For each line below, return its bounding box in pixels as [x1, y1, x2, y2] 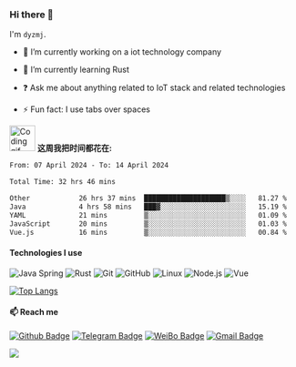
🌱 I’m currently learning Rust [22, 64, 130, 76]
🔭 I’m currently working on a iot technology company [22, 46, 221, 57]
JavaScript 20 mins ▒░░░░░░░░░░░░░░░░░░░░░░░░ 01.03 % [9, 219, 287, 229]
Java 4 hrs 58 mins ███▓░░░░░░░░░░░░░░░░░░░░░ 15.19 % [9, 202, 287, 211]
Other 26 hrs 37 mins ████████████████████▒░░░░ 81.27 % [9, 194, 287, 203]
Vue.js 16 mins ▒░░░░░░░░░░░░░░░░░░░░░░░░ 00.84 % [9, 228, 287, 237]
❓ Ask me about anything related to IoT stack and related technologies [22, 82, 286, 94]
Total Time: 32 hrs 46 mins [9, 178, 117, 187]
